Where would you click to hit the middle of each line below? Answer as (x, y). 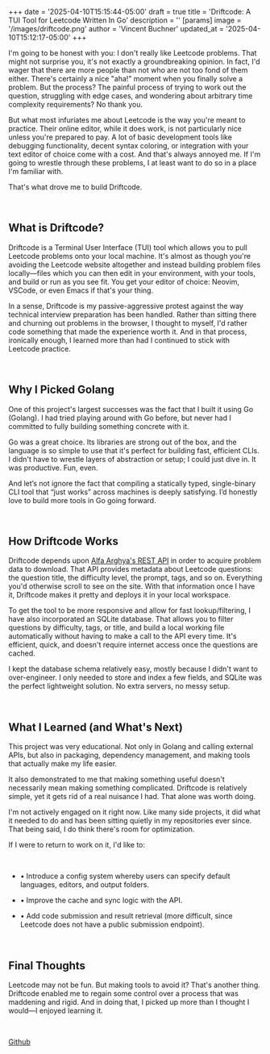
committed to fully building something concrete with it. (99, 426)
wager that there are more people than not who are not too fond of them (128, 70)
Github (19, 1042)
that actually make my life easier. (63, 764)
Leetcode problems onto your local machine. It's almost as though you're (130, 256)
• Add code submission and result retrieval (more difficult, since (126, 916)
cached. (22, 653)
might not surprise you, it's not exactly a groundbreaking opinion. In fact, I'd (134, 61)
